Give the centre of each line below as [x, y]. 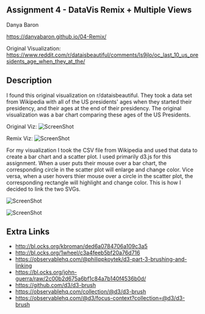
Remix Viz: [20, 138]
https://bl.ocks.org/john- [46, 272]
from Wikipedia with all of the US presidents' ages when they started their [99, 102]
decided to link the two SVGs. [44, 189]
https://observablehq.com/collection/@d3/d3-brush [81, 291]
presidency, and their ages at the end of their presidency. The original [94, 108]
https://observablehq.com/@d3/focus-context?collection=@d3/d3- [100, 298]
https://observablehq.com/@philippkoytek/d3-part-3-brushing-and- [101, 259]
